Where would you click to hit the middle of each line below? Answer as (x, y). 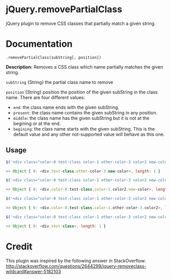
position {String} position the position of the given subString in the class (82, 92)
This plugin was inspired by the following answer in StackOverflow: (76, 261)
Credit (19, 246)
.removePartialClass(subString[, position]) (54, 57)
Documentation (39, 44)
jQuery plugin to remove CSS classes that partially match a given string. (81, 23)
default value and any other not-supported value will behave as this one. (89, 134)
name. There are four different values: (45, 97)
